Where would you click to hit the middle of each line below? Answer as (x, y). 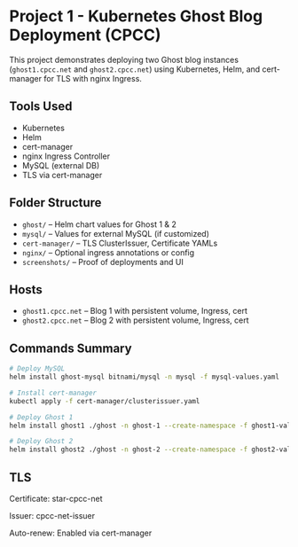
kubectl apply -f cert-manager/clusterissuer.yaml (105, 401)
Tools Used (41, 107)
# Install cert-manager (53, 393)
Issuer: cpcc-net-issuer (52, 516)
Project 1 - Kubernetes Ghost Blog (136, 16)
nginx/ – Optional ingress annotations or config (108, 252)
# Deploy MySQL (37, 369)
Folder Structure (55, 203)
